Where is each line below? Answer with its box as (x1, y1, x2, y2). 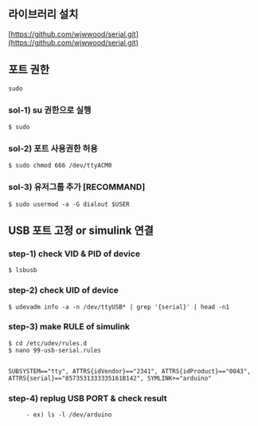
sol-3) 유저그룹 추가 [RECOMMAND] (8, 182, 146, 193)
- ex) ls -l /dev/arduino (25, 411, 112, 419)
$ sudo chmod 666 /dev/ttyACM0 (8, 162, 112, 170)
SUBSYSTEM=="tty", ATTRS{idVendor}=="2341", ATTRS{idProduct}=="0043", (8, 367, 251, 375)
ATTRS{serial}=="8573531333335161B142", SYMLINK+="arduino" (8, 374, 213, 382)
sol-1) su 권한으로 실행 (8, 105, 92, 116)
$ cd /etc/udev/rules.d (8, 339, 88, 347)
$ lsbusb (8, 266, 37, 274)
